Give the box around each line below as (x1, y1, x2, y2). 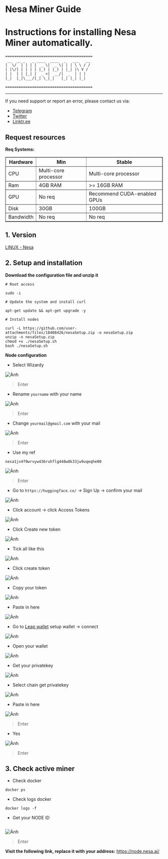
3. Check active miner (5, 764, 75, 773)
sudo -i (5, 290, 21, 296)
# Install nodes (5, 317, 39, 322)
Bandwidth (8, 213, 34, 220)
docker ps (5, 787, 26, 793)
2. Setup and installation (5, 259, 82, 267)
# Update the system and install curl (5, 299, 86, 304)
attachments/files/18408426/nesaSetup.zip (5, 330, 95, 335)
